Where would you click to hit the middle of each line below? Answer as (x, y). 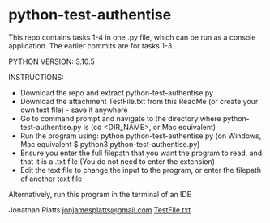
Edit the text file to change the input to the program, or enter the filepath (141, 170)
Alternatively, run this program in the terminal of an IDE (100, 194)
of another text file (51, 179)
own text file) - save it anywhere (74, 110)
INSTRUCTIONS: (36, 77)
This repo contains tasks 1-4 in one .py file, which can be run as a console (132, 37)
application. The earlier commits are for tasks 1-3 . (92, 45)
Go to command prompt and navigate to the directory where (120, 118)
